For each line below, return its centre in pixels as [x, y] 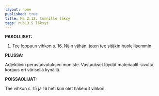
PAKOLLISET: [19, 37]
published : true [21, 14]
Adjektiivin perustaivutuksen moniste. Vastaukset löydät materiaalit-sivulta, [80, 65]
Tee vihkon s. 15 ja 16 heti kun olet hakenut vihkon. [55, 89]
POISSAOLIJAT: [21, 79]
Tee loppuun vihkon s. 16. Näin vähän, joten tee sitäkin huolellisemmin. [82, 46]
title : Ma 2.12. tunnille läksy [38, 18]
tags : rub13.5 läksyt [27, 23]
